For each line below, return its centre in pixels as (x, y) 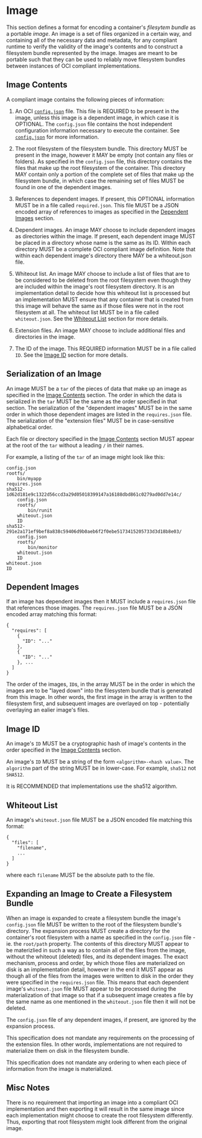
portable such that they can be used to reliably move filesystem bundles (96, 59)
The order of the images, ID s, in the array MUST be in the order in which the (101, 684)
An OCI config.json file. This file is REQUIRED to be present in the (97, 111)
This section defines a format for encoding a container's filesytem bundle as (101, 27)
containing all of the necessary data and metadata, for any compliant (92, 40)
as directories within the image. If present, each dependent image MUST (105, 236)
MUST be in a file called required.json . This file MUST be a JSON (97, 205)
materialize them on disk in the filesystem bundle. (68, 1050)
